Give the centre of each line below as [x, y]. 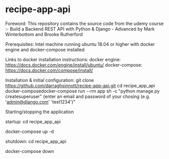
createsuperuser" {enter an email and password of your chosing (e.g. [78, 96]
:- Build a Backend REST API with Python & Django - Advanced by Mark [80, 29]
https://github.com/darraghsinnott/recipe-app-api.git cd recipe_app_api [80, 86]
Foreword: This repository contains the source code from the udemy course [84, 23]
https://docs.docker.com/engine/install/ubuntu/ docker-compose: [74, 65]
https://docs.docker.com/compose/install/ [49, 70]
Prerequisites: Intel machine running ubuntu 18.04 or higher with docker [80, 44]
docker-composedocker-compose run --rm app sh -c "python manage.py [82, 91]
